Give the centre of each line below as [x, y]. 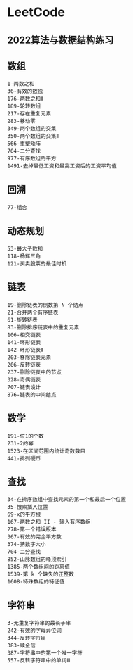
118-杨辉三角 [24, 257]
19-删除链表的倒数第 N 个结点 [45, 305]
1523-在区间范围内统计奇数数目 [47, 451]
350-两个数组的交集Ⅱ [33, 137]
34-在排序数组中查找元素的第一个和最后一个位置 [67, 500]
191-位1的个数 [26, 436]
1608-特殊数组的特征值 [36, 582]
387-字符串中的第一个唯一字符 [45, 653]
